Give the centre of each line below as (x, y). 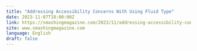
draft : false (22, 39)
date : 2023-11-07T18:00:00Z (40, 17)
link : (13, 22)
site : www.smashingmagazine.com (45, 28)
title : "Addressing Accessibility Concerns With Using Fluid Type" (90, 11)
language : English (28, 33)
